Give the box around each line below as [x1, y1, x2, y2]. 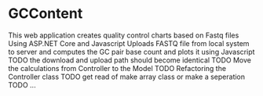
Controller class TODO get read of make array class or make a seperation [8, 72, 246, 81]
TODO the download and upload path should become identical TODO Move [8, 55, 251, 65]
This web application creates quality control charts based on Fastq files [8, 30, 239, 40]
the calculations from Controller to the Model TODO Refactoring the [8, 63, 226, 73]
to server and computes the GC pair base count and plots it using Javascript [8, 47, 255, 56]
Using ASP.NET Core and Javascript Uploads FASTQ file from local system [8, 38, 250, 48]
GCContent [8, 5, 83, 23]
